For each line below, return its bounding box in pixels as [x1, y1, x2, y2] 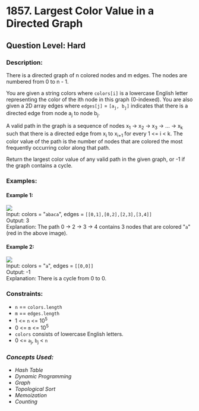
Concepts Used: [6, 353, 54, 361]
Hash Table [14, 366, 43, 374]
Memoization [14, 392, 48, 399]
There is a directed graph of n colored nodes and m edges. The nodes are [6, 71, 188, 78]
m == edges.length [14, 309, 60, 317]
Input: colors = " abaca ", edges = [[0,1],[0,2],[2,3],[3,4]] [6, 211, 153, 218]
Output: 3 [6, 217, 30, 224]
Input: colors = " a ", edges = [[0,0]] [6, 263, 94, 270]
